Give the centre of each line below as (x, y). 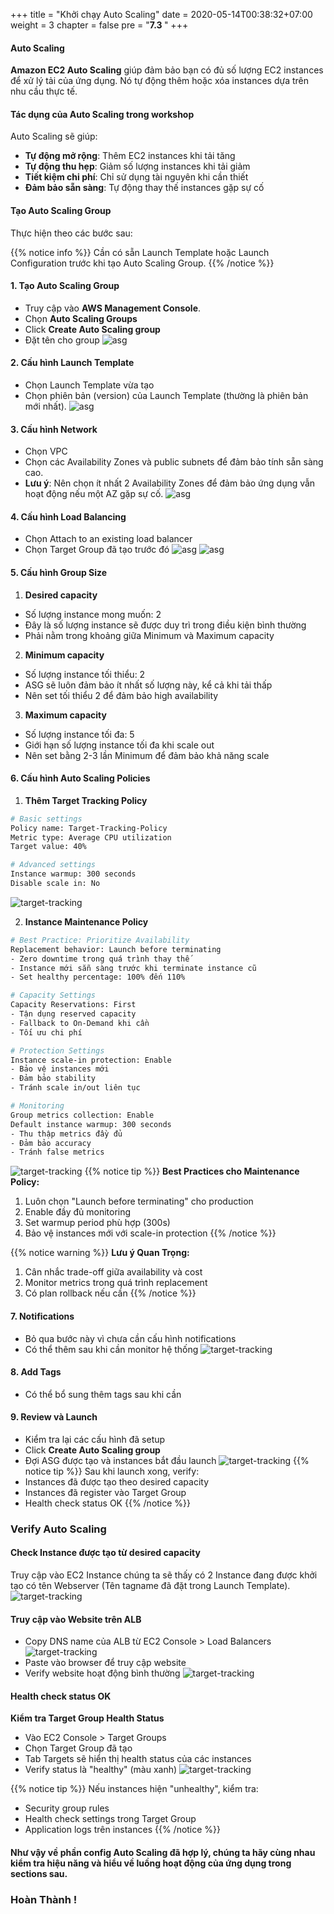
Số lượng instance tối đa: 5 (79, 734)
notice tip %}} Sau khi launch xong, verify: (112, 1471)
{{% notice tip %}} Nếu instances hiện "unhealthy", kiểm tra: (134, 1789)
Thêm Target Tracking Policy (86, 800)
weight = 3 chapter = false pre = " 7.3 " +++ (99, 25)
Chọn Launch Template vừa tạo (89, 385)
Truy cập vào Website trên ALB (76, 1619)
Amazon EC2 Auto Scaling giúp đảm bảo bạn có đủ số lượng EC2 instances (167, 70)
